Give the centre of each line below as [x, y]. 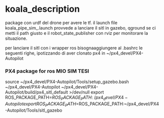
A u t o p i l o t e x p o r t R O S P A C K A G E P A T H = [42, 104]
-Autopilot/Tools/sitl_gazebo [34, 110]
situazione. [16, 38]
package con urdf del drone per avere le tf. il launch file [61, 23]
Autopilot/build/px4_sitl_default [36, 92]
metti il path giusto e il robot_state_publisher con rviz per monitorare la [77, 33]
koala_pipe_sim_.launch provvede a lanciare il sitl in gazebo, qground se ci [81, 28]
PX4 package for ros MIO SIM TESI [47, 71]
